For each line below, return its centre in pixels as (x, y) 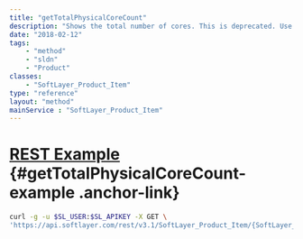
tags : (19, 43)
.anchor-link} (129, 193)
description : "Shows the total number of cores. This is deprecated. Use (151, 26)
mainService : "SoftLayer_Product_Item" (87, 110)
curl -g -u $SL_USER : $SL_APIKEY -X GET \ (88, 217)
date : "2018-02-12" (46, 34)
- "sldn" (42, 60)
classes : (26, 77)
